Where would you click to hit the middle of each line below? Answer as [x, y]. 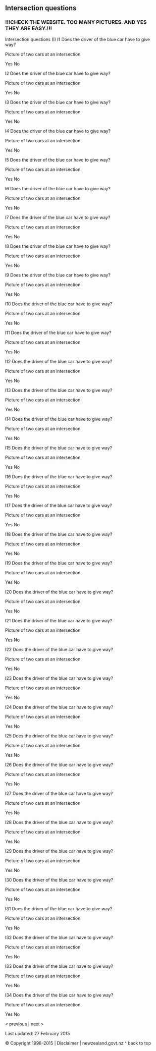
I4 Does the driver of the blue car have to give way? [58, 131]
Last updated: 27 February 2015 [38, 1033]
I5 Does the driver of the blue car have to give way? [58, 160]
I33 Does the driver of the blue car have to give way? [59, 966]
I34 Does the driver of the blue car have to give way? [59, 995]
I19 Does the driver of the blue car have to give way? [59, 563]
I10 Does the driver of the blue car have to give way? [59, 304]
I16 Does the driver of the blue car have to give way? [59, 476]
